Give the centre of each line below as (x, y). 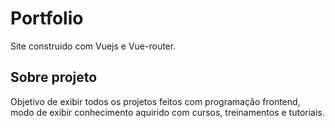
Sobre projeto (54, 77)
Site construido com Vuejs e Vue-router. (93, 46)
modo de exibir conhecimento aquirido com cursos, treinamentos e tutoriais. (167, 112)
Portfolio (47, 18)
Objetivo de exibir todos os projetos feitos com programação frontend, (155, 101)
